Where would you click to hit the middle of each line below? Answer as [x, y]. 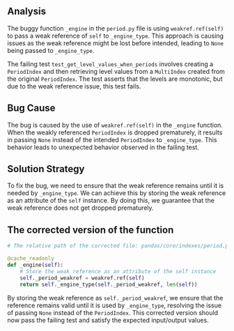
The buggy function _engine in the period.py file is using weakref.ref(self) [116, 28]
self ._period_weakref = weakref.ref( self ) [82, 278]
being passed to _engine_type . [51, 50]
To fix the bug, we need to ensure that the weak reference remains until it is [116, 186]
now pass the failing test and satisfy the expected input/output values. [108, 320]
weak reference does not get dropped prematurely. [81, 208]
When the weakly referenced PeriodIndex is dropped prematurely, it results [115, 132]
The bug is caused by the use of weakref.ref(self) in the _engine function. [115, 125]
